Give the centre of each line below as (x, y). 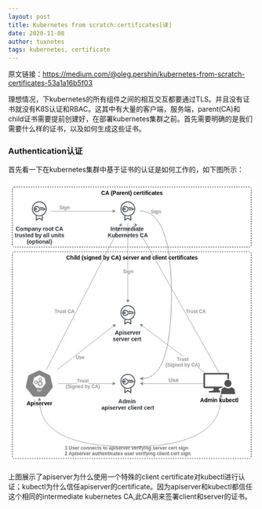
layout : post (29, 17)
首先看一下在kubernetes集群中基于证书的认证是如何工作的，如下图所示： (126, 170)
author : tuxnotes (36, 42)
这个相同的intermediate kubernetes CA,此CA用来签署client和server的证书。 (130, 496)
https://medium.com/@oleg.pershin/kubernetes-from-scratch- (144, 74)
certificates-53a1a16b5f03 (50, 83)
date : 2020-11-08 (36, 33)
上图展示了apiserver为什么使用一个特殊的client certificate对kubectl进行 (124, 477)
